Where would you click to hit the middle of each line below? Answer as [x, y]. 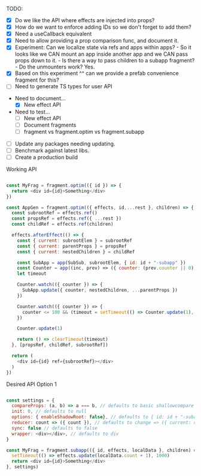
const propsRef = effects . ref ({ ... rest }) [66, 218]
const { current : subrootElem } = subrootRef [75, 240]
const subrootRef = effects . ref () [54, 213]
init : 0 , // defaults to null [49, 411]
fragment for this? [37, 80]
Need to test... [32, 112]
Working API [22, 169]
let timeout [32, 274]
